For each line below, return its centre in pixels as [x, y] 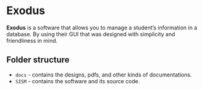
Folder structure [38, 60]
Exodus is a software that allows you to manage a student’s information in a [102, 28]
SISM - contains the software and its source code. [77, 81]
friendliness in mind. [32, 40]
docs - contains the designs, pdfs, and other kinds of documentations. [103, 75]
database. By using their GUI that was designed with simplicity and [91, 34]
